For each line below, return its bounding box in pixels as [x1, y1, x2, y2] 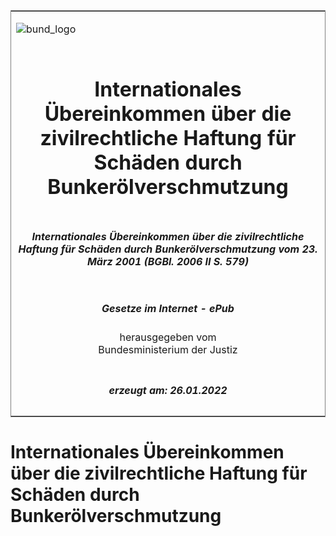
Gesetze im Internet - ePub [101, 301, 235, 315]
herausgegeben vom [119, 330, 217, 344]
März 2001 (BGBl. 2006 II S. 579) [86, 254, 250, 268]
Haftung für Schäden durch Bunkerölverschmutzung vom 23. [18, 242, 318, 256]
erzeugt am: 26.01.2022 [108, 383, 228, 397]
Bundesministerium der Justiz [98, 343, 238, 357]
